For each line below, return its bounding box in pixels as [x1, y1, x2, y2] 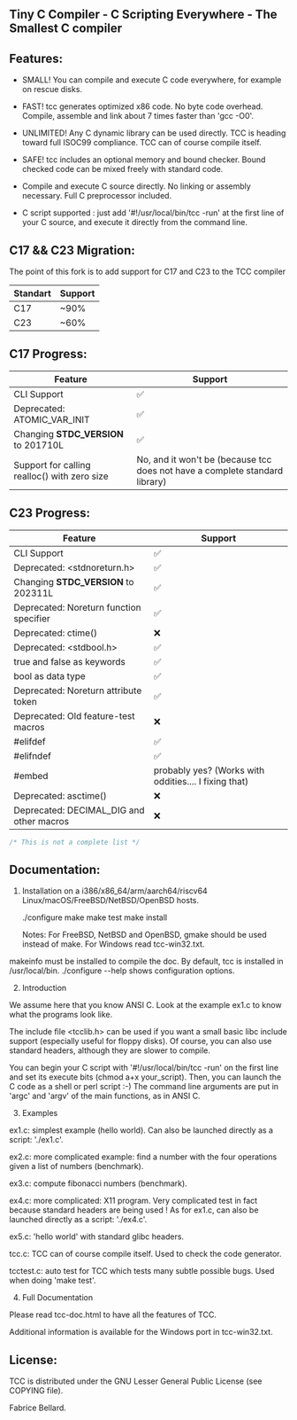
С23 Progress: [9, 505, 91, 521]
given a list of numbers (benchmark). [9, 1161, 144, 1172]
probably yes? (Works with [153, 764, 265, 776]
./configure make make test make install [21, 912, 168, 923]
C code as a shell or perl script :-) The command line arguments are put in [9, 1081, 279, 1092]
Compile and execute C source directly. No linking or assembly [21, 181, 252, 191]
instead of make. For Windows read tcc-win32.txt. [21, 939, 205, 949]
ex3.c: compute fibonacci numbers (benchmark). [9, 1178, 187, 1189]
